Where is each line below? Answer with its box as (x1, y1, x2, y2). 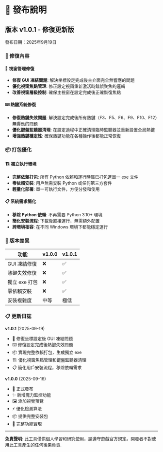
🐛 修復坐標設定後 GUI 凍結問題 (12, 336, 73, 341)
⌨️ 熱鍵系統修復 (5, 101, 36, 107)
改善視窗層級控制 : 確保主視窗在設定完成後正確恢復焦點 (12, 90, 121, 95)
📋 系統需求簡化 (5, 198, 36, 205)
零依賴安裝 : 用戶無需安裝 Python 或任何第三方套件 (12, 180, 113, 186)
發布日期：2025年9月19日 (5, 39, 57, 45)
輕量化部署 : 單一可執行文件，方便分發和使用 (12, 186, 100, 192)
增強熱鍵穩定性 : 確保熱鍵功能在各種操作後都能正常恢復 (12, 133, 121, 139)
